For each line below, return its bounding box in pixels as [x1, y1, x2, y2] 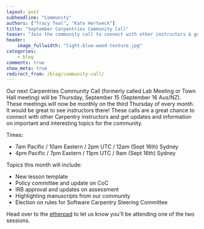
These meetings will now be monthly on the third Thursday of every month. [6, 101, 194, 108]
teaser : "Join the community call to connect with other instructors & [6, 32, 191, 38]
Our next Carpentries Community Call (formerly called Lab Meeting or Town [6, 87, 196, 95]
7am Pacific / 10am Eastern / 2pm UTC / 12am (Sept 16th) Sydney [15, 143, 178, 150]
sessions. [6, 217, 30, 224]
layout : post [6, 8, 39, 15]
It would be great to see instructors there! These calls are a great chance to [6, 107, 195, 114]
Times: [6, 131, 24, 139]
